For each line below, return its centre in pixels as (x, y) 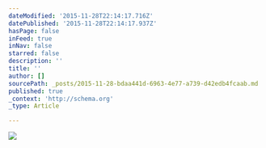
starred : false (34, 53)
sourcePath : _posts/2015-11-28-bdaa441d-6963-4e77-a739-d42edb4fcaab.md (133, 83)
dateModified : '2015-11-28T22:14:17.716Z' (81, 16)
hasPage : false (34, 31)
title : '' (25, 69)
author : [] (27, 76)
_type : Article (34, 106)
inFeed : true (30, 38)
